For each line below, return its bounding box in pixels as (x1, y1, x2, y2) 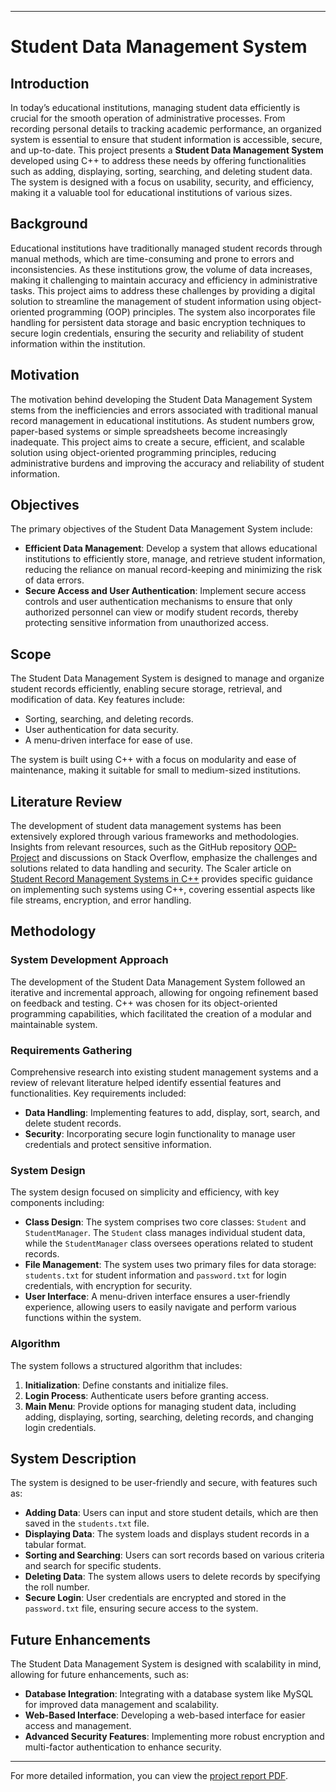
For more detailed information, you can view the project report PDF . (10, 1770, 288, 1782)
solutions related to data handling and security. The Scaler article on (10, 862, 292, 875)
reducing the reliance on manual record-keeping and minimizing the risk (24, 564, 323, 576)
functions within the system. (24, 1312, 142, 1324)
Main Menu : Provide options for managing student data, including (24, 1400, 297, 1412)
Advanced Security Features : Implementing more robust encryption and (24, 1731, 325, 1743)
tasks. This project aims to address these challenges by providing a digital (10, 284, 316, 296)
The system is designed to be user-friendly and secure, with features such (10, 1477, 318, 1489)
